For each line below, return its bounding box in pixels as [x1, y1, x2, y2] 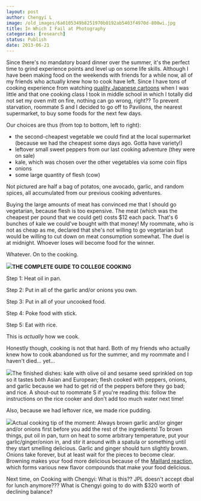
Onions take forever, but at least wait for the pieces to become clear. [6, 451, 176, 458]
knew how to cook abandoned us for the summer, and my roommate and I [6, 350, 189, 358]
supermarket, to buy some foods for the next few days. [6, 109, 143, 117]
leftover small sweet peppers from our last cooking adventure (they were [14, 145, 196, 153]
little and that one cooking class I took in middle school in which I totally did [6, 91, 193, 98]
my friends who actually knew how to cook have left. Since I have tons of [6, 77, 187, 85]
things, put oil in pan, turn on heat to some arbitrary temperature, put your [6, 431, 189, 439]
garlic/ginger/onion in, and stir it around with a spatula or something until [6, 438, 186, 445]
